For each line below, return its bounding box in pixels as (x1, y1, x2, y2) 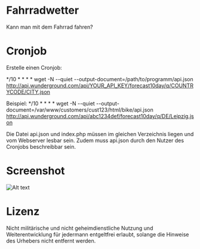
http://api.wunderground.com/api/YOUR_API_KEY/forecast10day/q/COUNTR (6, 82, 194, 89)
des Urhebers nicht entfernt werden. (6, 237, 96, 244)
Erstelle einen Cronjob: (6, 64, 63, 71)
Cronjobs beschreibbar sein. (6, 143, 76, 150)
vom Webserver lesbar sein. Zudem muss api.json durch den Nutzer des (6, 137, 184, 144)
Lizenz (6, 205, 40, 218)
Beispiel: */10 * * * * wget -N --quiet (6, 100, 96, 107)
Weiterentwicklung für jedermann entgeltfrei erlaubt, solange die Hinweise (6, 230, 189, 238)
